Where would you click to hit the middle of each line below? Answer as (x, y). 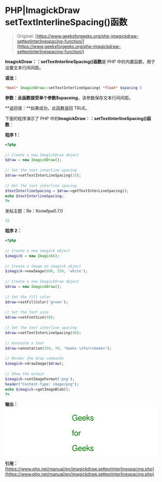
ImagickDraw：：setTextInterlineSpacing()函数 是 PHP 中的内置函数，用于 (80, 61)
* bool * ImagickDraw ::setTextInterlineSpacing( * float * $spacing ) (73, 88)
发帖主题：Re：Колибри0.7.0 (34, 211)
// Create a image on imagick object (43, 266)
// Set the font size (27, 312)
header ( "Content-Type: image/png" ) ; (42, 384)
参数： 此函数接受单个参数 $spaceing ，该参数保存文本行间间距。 (69, 98)
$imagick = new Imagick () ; (32, 256)
